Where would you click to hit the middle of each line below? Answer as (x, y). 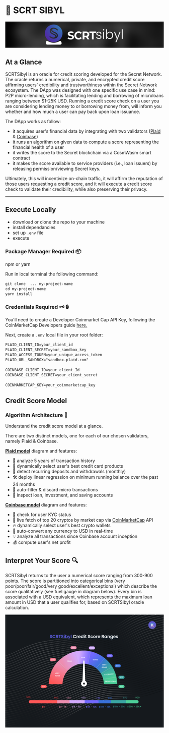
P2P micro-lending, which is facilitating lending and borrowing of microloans (84, 95)
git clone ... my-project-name (39, 284)
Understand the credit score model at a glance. (54, 426)
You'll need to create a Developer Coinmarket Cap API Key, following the (80, 320)
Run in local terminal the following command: (52, 274)
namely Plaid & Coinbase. (32, 441)
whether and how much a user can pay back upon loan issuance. (73, 111)
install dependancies (34, 227)
